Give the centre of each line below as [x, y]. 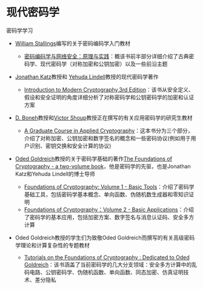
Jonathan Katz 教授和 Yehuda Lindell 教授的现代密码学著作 [87, 76]
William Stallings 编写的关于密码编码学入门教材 [73, 43]
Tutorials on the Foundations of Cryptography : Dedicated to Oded [107, 257]
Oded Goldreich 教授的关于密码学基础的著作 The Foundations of [94, 158]
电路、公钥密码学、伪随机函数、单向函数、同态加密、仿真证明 [106, 272]
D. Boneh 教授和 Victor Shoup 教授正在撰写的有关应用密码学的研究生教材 [104, 117]
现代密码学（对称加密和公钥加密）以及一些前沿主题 [104, 64]
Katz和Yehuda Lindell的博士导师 [55, 174]
